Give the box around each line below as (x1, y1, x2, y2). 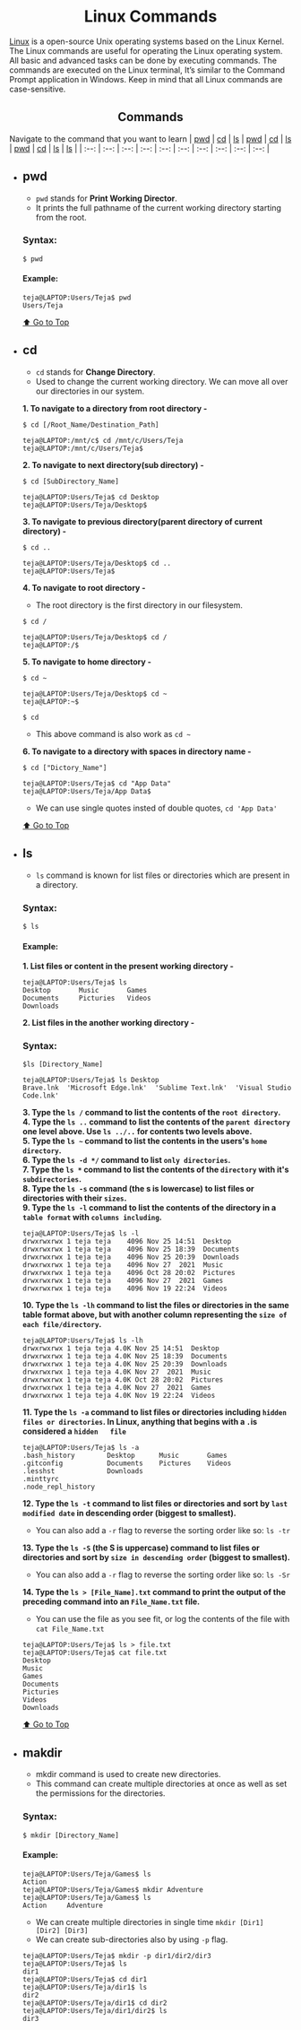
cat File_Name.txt (35, 1625, 105, 1634)
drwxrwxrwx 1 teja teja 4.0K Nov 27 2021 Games (21, 1384, 212, 1392)
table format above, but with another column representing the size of (21, 1309, 288, 1320)
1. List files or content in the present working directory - (21, 961, 235, 972)
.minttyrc (21, 1475, 60, 1484)
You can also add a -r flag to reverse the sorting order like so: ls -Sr (35, 1569, 291, 1580)
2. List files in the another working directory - (21, 1018, 195, 1028)
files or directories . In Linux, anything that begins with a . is (21, 1417, 258, 1427)
